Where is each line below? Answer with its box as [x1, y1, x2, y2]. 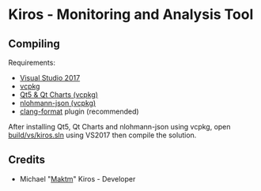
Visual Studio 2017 [19, 73, 81, 82]
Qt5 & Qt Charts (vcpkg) [19, 90, 99, 99]
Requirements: [8, 58, 55, 67]
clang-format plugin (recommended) [19, 107, 140, 116]
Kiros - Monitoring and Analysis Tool [8, 6, 254, 24]
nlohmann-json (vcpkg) [19, 99, 96, 107]
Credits [8, 153, 46, 167]
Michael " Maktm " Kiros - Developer [19, 174, 136, 183]
